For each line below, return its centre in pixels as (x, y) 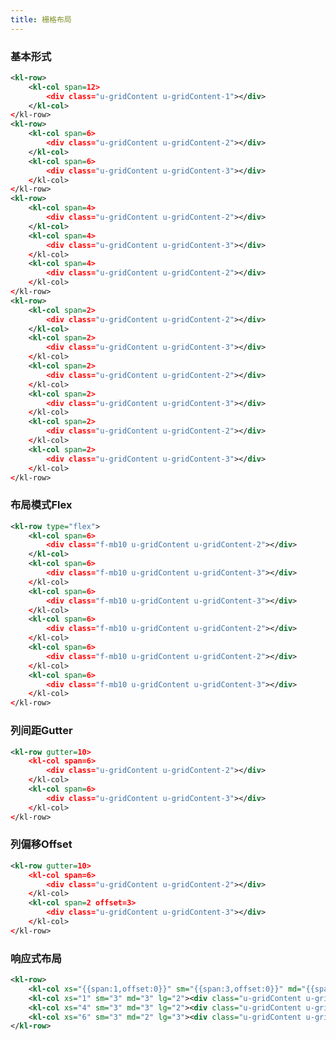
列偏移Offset (41, 844)
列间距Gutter (41, 731)
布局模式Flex (41, 505)
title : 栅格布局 (41, 19)
